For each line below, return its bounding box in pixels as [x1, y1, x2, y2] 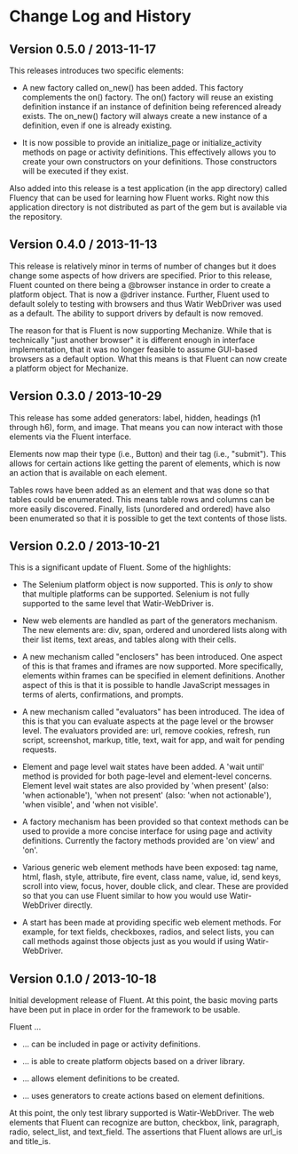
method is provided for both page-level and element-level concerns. [21, 771, 272, 781]
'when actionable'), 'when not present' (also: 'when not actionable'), [21, 789, 272, 801]
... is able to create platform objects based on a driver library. [21, 1056, 246, 1067]
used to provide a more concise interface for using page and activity [21, 826, 273, 837]
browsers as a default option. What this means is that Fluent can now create [9, 353, 287, 364]
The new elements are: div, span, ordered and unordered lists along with [21, 625, 287, 636]
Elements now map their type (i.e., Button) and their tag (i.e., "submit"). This [9, 448, 286, 459]
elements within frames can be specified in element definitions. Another [21, 670, 286, 681]
